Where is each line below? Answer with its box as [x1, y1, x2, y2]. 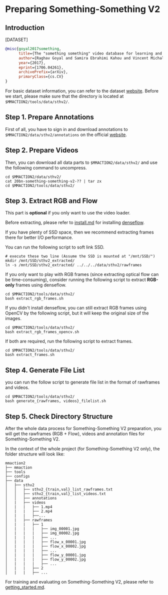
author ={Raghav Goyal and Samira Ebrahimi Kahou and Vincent [18, 55, 149, 60]
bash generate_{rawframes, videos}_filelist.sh [5, 398, 106, 403]
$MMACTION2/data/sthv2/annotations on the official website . [5, 131, 127, 137]
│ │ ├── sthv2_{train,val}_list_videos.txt [5, 491, 106, 496]
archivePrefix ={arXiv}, [18, 69, 68, 74]
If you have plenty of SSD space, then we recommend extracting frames [5, 229, 154, 235]
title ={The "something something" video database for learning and [18, 51, 162, 56]
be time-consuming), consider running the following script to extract [5, 276, 146, 283]
